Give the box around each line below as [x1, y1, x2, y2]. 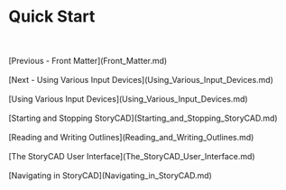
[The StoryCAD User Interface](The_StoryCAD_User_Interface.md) [8, 150, 255, 161]
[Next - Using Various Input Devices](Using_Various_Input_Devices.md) [8, 74, 274, 85]
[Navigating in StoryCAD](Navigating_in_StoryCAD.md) [8, 169, 213, 181]
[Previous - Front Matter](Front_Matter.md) [8, 55, 168, 66]
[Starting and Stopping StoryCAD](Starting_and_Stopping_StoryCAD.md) [8, 113, 278, 123]
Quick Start [8, 6, 96, 27]
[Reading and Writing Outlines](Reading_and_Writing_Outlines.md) [8, 131, 254, 142]
